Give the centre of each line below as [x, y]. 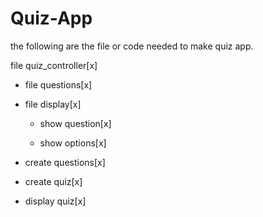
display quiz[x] [55, 201]
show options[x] [73, 143]
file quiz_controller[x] [54, 65]
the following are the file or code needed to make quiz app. [132, 46]
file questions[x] [58, 84]
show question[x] [75, 123]
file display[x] [53, 104]
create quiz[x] [53, 181]
